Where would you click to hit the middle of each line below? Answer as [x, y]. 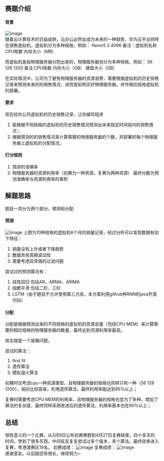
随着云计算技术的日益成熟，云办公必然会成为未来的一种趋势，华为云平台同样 [82, 39]
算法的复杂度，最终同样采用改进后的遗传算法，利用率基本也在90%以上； [78, 406]
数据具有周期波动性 [31, 255]
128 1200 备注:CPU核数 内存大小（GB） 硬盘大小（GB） [61, 68]
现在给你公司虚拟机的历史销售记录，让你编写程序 [54, 114]
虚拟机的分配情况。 [44, 143]
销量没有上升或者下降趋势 [38, 249]
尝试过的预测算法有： [26, 272]
